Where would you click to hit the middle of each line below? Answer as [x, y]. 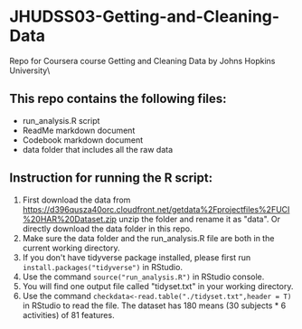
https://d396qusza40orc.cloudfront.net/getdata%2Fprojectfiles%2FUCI [156, 209]
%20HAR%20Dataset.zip [70, 219]
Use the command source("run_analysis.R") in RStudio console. [143, 277]
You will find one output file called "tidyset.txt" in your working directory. [158, 286]
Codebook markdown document [83, 140]
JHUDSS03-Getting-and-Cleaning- [145, 17]
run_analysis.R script [61, 120]
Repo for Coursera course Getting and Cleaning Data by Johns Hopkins [142, 61]
